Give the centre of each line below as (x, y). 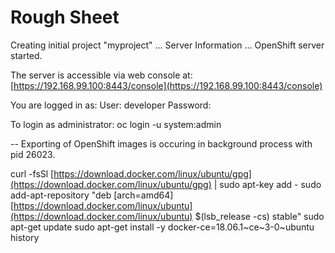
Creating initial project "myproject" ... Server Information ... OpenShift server (167, 45)
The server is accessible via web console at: (101, 75)
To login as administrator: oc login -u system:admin (116, 124)
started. (26, 55)
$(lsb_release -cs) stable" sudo (259, 216)
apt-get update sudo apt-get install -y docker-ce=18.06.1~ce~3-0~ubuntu (162, 227)
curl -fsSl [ (32, 173)
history (25, 237)
